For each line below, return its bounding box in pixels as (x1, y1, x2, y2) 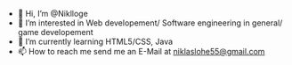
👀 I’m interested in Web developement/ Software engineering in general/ (17, 18, 283, 28)
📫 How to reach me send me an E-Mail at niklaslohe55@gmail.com (17, 47, 265, 56)
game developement (17, 27, 93, 37)
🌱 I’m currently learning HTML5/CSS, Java (17, 36, 174, 47)
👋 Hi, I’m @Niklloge (17, 9, 89, 18)
